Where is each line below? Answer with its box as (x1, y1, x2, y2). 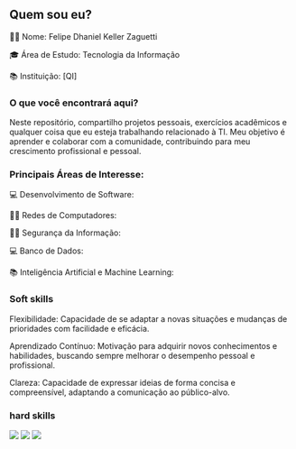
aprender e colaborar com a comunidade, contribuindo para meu (9, 136, 251, 147)
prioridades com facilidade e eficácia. (9, 323, 150, 334)
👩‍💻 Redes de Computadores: (9, 210, 117, 221)
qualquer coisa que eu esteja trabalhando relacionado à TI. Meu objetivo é (9, 126, 286, 138)
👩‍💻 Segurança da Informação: (9, 227, 122, 238)
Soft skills (9, 293, 54, 306)
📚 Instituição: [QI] (9, 70, 78, 81)
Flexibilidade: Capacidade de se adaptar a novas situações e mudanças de (9, 313, 288, 324)
